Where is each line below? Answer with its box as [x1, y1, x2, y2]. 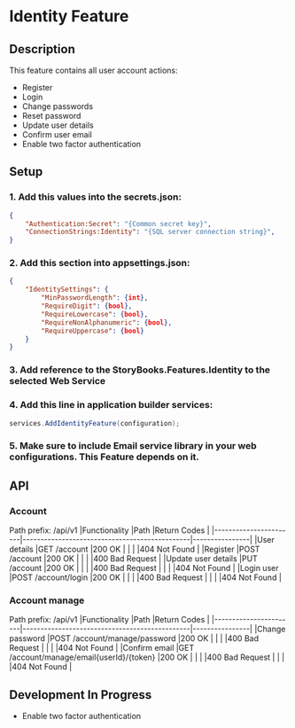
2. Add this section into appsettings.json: [9, 257, 190, 270]
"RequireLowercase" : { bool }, [41, 309, 149, 318]
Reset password [21, 111, 82, 121]
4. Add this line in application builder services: [9, 399, 213, 411]
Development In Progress [9, 687, 152, 702]
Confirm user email [21, 129, 93, 139]
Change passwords [21, 101, 94, 112]
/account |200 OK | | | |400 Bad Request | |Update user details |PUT [9, 553, 259, 564]
